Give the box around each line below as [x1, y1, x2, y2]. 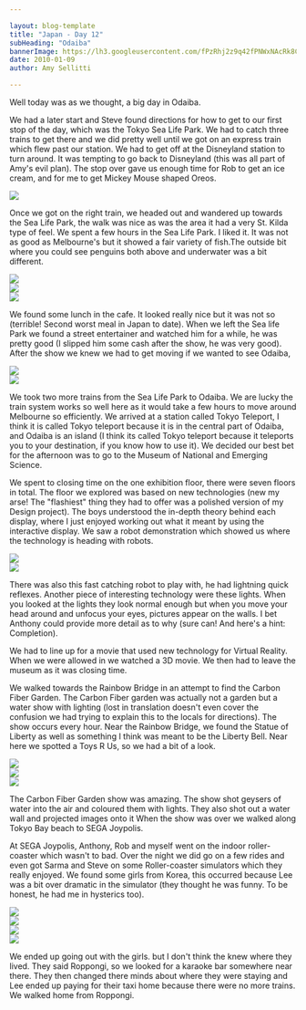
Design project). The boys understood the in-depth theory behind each [9, 506, 276, 516]
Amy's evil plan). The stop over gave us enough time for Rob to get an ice [9, 163, 285, 173]
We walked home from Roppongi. [9, 990, 135, 1000]
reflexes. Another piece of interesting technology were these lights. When [9, 589, 287, 599]
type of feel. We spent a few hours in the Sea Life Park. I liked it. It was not [9, 227, 289, 237]
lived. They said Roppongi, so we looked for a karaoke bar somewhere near [9, 961, 293, 972]
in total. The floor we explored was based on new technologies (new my [9, 487, 280, 497]
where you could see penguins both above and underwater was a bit [9, 246, 267, 256]
